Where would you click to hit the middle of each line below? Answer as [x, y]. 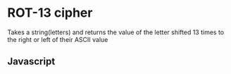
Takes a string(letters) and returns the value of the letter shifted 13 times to [116, 32]
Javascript [31, 62]
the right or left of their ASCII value [58, 39]
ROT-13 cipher [50, 13]
